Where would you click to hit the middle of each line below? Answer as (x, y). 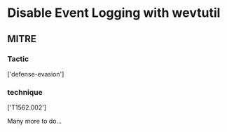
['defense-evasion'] (36, 74)
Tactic (18, 59)
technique (25, 92)
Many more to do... (35, 121)
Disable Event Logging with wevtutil (114, 13)
